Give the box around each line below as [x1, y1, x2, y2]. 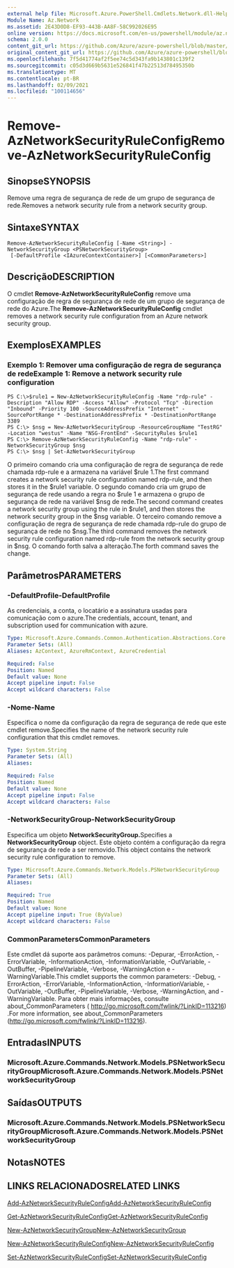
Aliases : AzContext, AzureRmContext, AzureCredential [7, 648, 167, 655]
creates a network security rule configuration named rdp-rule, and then [7, 475, 212, 484]
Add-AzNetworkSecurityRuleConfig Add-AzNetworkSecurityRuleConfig [7, 1198, 212, 1207]
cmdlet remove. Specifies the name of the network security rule [7, 726, 189, 734]
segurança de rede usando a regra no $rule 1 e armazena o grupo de [7, 490, 205, 498]
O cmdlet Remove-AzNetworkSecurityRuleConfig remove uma [7, 289, 192, 298]
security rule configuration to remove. [7, 853, 116, 861]
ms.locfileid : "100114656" [7, 88, 86, 95]
